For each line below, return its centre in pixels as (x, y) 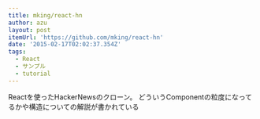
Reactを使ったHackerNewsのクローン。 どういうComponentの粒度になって (130, 97)
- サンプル (30, 67)
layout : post (30, 30)
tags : (17, 52)
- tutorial (33, 74)
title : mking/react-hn (45, 15)
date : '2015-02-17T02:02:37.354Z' (65, 45)
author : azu (28, 23)
